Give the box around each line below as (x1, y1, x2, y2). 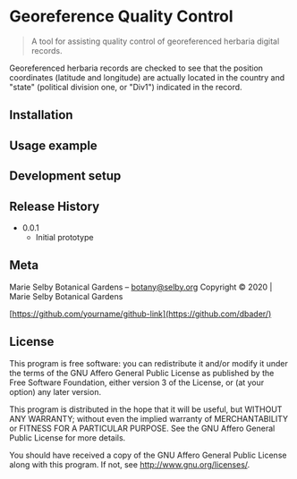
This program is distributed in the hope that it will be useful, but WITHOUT (9, 404, 283, 415)
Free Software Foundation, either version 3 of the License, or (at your (9, 377, 265, 388)
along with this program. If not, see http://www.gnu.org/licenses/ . (9, 458, 250, 470)
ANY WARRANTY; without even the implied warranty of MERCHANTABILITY (9, 413, 289, 424)
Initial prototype (35, 231, 94, 242)
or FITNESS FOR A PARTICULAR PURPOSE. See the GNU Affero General (9, 423, 276, 433)
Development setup (9, 168, 122, 184)
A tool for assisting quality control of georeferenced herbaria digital (30, 36, 280, 46)
